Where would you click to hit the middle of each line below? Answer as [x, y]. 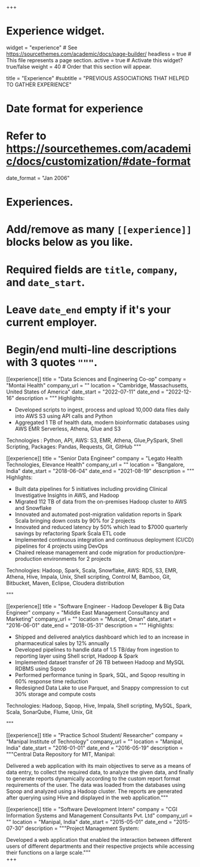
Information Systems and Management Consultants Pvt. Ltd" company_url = [99, 815]
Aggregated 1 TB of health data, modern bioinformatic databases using [102, 422]
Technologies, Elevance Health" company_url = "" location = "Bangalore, [96, 465]
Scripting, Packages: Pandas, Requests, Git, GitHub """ [74, 447]
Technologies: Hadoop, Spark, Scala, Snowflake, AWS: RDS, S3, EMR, [92, 570]
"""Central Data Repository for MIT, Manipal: [61, 754]
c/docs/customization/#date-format [99, 161]
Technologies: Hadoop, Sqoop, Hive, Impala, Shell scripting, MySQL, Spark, [99, 706]
